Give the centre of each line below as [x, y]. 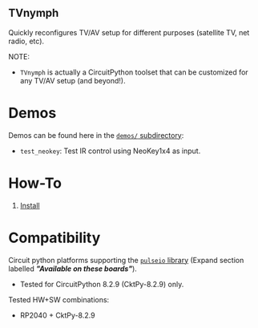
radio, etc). [26, 41]
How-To [35, 183]
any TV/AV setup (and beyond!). [73, 80]
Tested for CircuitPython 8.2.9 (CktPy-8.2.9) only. [102, 284]
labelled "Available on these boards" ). [73, 269]
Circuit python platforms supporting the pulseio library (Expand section [126, 260]
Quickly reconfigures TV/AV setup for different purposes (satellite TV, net [129, 32]
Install [30, 205]
